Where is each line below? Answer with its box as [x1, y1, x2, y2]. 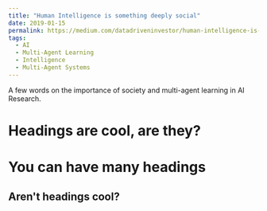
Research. [8, 93, 41, 104]
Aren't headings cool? [8, 190, 121, 203]
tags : [8, 33, 26, 42]
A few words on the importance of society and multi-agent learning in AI [8, 85, 245, 95]
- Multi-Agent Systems [15, 64, 91, 72]
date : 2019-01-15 [8, 19, 66, 27]
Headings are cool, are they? [8, 121, 201, 139]
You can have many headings [8, 158, 207, 176]
